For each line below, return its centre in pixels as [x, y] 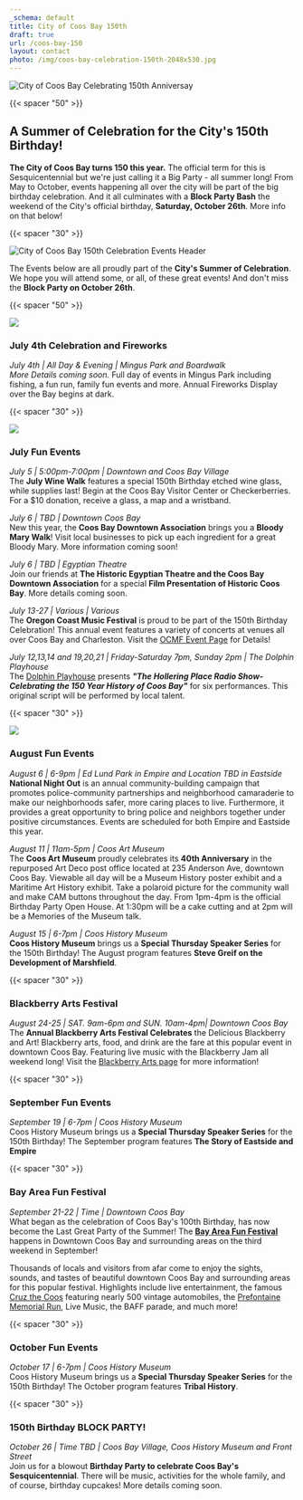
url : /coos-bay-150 [46, 43]
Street [21, 1457]
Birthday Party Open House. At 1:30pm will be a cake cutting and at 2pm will [151, 906]
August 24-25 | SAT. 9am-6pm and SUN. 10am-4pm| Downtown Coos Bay [149, 1023]
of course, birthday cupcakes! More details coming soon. [116, 1486]
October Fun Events [54, 1347]
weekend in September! [54, 1250]
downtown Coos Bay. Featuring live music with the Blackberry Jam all [139, 1052]
